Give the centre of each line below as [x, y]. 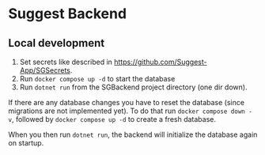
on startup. [26, 143]
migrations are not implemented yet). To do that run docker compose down [127, 111]
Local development [57, 43]
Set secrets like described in [66, 62]
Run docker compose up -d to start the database [97, 79]
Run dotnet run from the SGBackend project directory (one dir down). [133, 87]
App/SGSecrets [45, 70]
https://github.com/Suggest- [161, 62]
